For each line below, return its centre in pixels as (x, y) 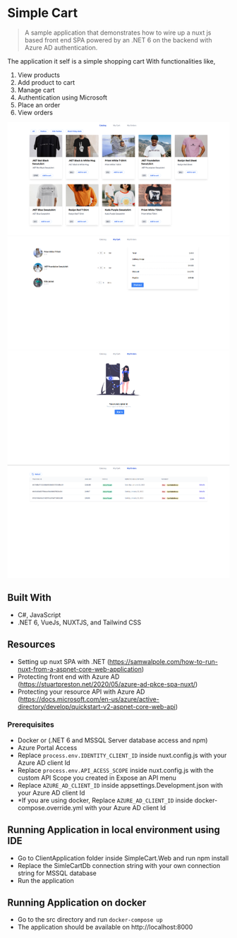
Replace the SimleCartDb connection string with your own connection (119, 865)
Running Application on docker (77, 903)
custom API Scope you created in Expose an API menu (97, 778)
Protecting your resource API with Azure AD (81, 691)
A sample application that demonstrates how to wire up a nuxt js (118, 32)
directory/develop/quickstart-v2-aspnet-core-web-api (97, 706)
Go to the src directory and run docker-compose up (90, 920)
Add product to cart (46, 82)
